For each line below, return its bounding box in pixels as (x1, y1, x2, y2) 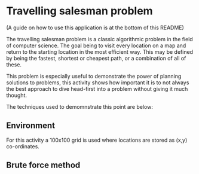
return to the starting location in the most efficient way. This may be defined (6, 48, 193, 55)
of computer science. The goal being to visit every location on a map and (6, 42, 186, 49)
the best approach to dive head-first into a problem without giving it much (6, 85, 188, 92)
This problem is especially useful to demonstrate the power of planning (6, 72, 182, 80)
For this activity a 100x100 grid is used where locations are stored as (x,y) (6, 136, 188, 144)
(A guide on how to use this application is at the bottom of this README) (6, 24, 184, 31)
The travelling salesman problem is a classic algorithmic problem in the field (6, 35, 193, 42)
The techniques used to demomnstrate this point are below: (6, 103, 154, 110)
